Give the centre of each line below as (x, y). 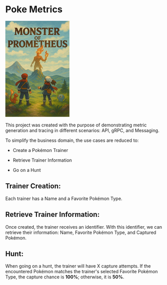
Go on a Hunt (27, 170)
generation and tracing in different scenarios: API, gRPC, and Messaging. (82, 130)
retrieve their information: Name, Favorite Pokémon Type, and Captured (81, 232)
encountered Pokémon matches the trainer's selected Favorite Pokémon (81, 272)
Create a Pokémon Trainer (40, 150)
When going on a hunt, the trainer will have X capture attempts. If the (78, 266)
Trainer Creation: (33, 186)
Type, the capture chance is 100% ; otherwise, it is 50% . (65, 277)
